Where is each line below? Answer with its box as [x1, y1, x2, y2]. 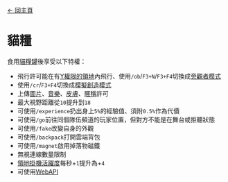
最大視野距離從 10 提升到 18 [17, 98, 91, 106]
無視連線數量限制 [17, 150, 67, 158]
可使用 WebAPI [17, 167, 59, 176]
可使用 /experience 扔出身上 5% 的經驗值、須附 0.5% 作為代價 [17, 106, 180, 115]
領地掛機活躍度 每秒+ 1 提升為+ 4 [17, 158, 105, 167]
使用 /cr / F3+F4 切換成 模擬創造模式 [17, 81, 112, 89]
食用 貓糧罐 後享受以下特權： [7, 57, 87, 65]
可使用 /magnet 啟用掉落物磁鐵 [17, 141, 100, 149]
